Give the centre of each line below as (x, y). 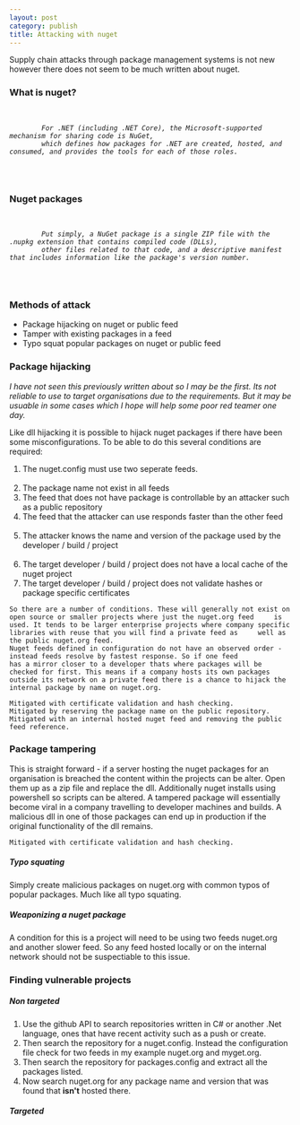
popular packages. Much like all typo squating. (95, 894)
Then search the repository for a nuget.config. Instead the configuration (155, 1042)
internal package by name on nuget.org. (86, 687)
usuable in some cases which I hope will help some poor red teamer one (143, 406)
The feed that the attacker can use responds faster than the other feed (153, 516)
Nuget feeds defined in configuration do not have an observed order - (146, 648)
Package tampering (53, 749)
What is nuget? (43, 92)
